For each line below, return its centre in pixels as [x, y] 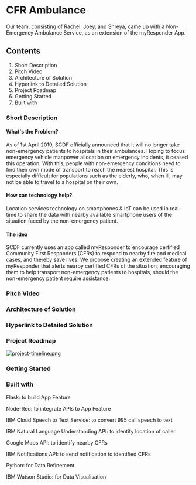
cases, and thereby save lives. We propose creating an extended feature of [97, 260]
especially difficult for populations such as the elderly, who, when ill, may [94, 176]
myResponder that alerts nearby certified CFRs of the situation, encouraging [98, 266]
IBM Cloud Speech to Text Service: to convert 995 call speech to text [89, 420]
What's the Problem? [32, 132]
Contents [23, 51]
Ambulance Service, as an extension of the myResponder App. [110, 32]
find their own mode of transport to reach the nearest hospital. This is [90, 169]
